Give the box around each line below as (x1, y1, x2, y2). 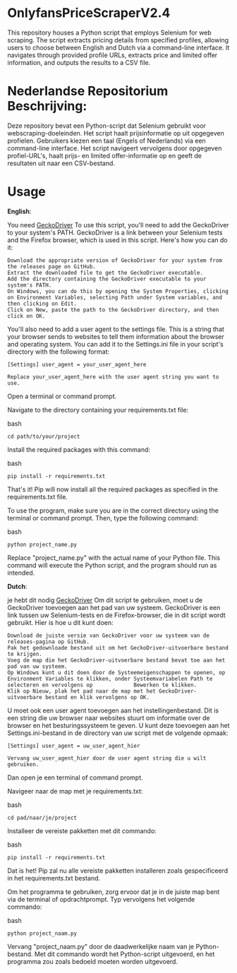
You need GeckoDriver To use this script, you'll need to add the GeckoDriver (7, 220, 229, 229)
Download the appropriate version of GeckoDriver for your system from (7, 256, 222, 264)
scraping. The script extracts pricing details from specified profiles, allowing (7, 35, 229, 44)
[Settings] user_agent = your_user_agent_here (7, 361, 147, 368)
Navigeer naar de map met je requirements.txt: (7, 787, 143, 795)
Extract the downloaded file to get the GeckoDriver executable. (7, 269, 203, 276)
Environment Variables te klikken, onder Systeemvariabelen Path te (7, 675, 213, 682)
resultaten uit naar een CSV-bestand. (7, 159, 115, 167)
